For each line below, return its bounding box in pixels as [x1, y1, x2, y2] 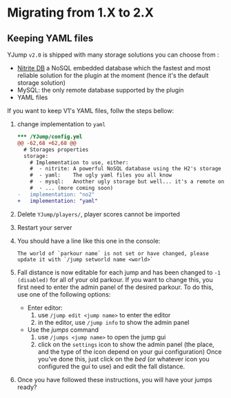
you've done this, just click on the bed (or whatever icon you [37, 355, 210, 363]
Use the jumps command [27, 326, 99, 334]
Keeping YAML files [7, 32, 94, 44]
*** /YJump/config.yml [17, 133, 83, 140]
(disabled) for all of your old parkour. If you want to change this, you [17, 275, 213, 283]
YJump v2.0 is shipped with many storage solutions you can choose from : [7, 50, 219, 59]
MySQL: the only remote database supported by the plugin [17, 86, 184, 94]
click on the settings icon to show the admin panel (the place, [37, 340, 215, 348]
